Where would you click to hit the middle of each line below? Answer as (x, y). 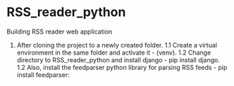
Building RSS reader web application (60, 31)
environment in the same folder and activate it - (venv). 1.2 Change (114, 52)
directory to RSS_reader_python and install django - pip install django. (118, 59)
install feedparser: (43, 75)
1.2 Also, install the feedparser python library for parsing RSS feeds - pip (122, 67)
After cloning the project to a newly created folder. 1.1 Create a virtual (117, 45)
